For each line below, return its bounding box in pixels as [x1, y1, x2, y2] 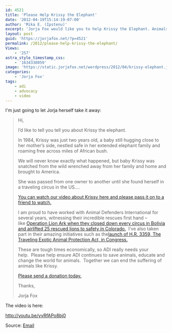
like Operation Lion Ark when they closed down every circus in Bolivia [17, 220, 165, 226]
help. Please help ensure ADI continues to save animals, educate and [17, 252, 165, 258]
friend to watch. [17, 199, 52, 205]
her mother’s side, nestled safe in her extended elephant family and [17, 142, 160, 149]
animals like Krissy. [17, 263, 58, 269]
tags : [5, 79, 17, 84]
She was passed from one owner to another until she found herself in [17, 179, 164, 185]
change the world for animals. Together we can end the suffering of [17, 257, 162, 264]
